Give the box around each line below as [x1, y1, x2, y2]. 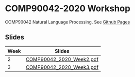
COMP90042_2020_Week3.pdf [26, 64, 99, 71]
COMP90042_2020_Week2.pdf [26, 56, 99, 62]
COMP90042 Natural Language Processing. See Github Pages [5, 19, 130, 25]
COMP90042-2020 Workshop [5, 3, 131, 14]
